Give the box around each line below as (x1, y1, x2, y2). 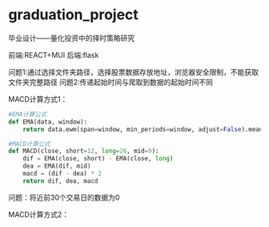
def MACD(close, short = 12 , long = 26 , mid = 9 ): (8, 147, 159, 156)
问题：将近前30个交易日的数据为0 (8, 193, 120, 202)
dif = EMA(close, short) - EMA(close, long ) (22, 155, 174, 163)
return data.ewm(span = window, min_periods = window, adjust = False (22, 125, 242, 133)
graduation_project (8, 6, 139, 24)
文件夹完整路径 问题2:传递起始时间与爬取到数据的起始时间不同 (8, 77, 214, 87)
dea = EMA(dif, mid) (22, 162, 91, 170)
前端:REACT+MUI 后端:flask (8, 50, 99, 59)
